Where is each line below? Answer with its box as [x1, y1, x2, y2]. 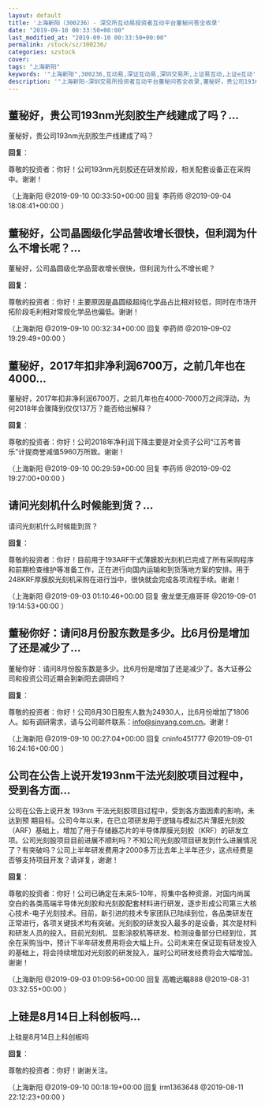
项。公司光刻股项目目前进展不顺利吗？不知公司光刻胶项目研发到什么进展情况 [8, 835, 257, 845]
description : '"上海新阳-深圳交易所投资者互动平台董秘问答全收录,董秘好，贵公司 [8, 77, 244, 85]
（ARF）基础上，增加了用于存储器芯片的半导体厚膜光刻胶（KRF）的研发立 [8, 826, 249, 835]
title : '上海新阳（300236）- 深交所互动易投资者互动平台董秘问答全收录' [8, 19, 221, 27]
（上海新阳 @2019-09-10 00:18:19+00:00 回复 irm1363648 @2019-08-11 [8, 1082, 244, 1092]
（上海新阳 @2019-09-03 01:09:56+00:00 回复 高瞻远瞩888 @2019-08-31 [8, 975, 250, 984]
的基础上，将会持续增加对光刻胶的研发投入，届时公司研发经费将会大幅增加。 [8, 948, 257, 958]
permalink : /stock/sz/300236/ [8, 41, 108, 49]
